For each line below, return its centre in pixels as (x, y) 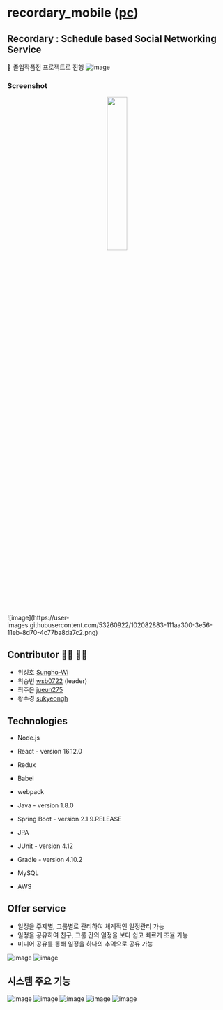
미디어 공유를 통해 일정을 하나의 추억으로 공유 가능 (85, 944)
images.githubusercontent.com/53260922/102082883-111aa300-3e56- (110, 625)
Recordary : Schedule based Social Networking (112, 39)
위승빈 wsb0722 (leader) (52, 681)
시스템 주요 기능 (39, 982)
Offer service (37, 908)
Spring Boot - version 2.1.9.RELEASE (69, 819)
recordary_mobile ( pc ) (73, 13)
